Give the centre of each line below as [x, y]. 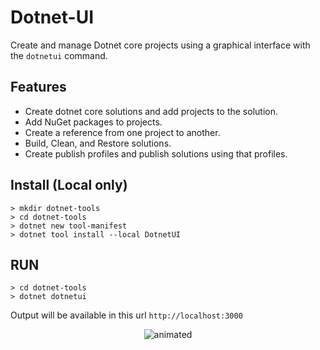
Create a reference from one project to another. [122, 132]
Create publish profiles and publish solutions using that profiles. [156, 153]
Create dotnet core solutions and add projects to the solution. [151, 111]
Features [38, 87]
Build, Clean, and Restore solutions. [98, 143]
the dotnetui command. [59, 55]
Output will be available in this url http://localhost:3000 [126, 315]
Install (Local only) [69, 185]
